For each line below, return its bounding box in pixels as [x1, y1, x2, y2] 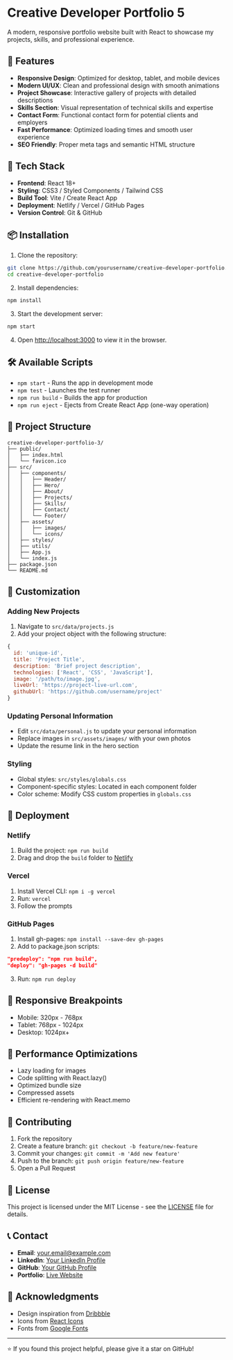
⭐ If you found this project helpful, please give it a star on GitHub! [7, 1344, 194, 1352]
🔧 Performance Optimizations [7, 1047, 138, 1060]
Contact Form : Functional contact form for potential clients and [17, 110, 199, 119]
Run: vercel [17, 894, 51, 902]
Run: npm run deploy [17, 975, 76, 983]
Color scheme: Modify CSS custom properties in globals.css [17, 790, 192, 798]
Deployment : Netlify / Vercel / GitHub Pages [17, 201, 144, 209]
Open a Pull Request [17, 1164, 76, 1172]
